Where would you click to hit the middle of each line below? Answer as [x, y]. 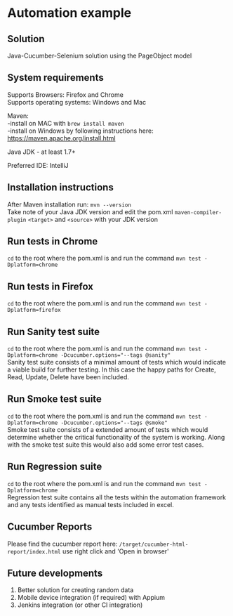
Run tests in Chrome [53, 241]
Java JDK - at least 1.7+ [41, 152]
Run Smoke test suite [54, 399]
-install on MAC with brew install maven [66, 123]
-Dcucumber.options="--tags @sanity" [116, 355]
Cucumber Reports [50, 527]
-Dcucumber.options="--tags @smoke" [114, 423]
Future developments [55, 573]
